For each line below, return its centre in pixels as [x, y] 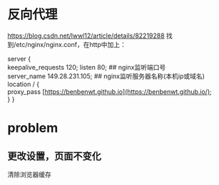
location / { [24, 84]
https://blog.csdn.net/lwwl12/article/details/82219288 [86, 36]
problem [33, 128]
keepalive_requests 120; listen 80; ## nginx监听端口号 [87, 67]
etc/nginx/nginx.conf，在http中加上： [71, 44]
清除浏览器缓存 [29, 174]
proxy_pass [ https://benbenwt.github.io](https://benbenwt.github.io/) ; [110, 91]
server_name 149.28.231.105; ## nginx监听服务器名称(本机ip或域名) [106, 76]
